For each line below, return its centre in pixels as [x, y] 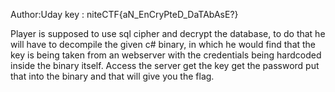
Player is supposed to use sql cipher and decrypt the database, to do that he [168, 33]
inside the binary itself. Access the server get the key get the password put [165, 65]
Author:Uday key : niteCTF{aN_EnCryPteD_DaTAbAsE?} [124, 14]
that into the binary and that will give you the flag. [112, 76]
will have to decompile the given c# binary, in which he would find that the [163, 44]
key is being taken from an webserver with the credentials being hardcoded [166, 55]
